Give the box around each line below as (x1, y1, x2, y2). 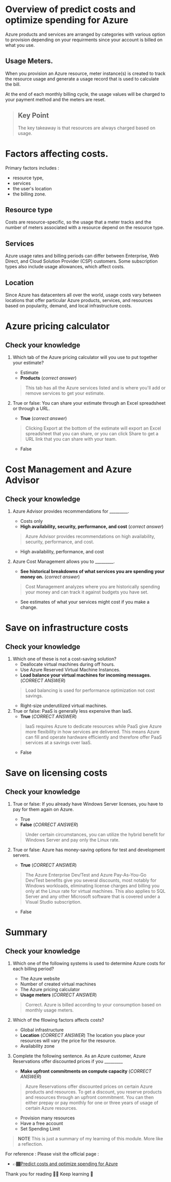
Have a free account (20, 1120, 64, 1126)
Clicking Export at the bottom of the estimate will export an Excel (25, 425, 161, 431)
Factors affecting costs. (5, 148, 108, 159)
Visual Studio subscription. (25, 898, 82, 905)
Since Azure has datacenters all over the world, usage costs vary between (5, 292, 161, 298)
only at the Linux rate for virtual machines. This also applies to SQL (25, 888, 166, 894)
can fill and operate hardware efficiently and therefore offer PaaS (25, 734, 162, 740)
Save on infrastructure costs (5, 622, 129, 634)
